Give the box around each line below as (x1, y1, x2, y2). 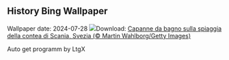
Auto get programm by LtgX (7, 44, 85, 53)
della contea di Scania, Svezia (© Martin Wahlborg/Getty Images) (7, 31, 191, 40)
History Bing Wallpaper (7, 5, 108, 17)
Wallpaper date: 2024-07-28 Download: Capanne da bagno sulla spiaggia (7, 24, 222, 33)
